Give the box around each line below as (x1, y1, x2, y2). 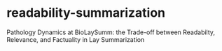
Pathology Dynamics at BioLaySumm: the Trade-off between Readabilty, (6, 28, 215, 36)
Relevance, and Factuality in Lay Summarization (6, 35, 145, 43)
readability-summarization (6, 5, 166, 21)
